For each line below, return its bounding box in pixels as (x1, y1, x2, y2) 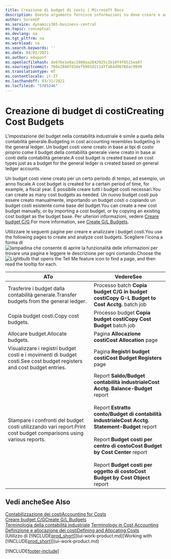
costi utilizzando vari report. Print (8, 423, 86, 430)
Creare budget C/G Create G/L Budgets (5, 517, 87, 523)
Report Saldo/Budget (93, 372, 145, 379)
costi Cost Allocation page (93, 336, 158, 343)
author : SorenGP (5, 17, 40, 22)
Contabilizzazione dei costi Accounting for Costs (5, 511, 106, 517)
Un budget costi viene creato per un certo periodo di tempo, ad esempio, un (5, 175, 165, 181)
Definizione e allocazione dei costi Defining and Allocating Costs (5, 527, 139, 534)
